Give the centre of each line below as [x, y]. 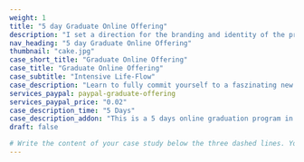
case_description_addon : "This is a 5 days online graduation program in [152, 119]
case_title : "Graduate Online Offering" [87, 69]
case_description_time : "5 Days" [72, 110]
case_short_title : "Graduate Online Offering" [99, 60]
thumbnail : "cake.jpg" [52, 52]
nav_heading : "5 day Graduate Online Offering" [101, 43]
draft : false [34, 128]
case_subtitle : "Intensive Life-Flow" [82, 77]
